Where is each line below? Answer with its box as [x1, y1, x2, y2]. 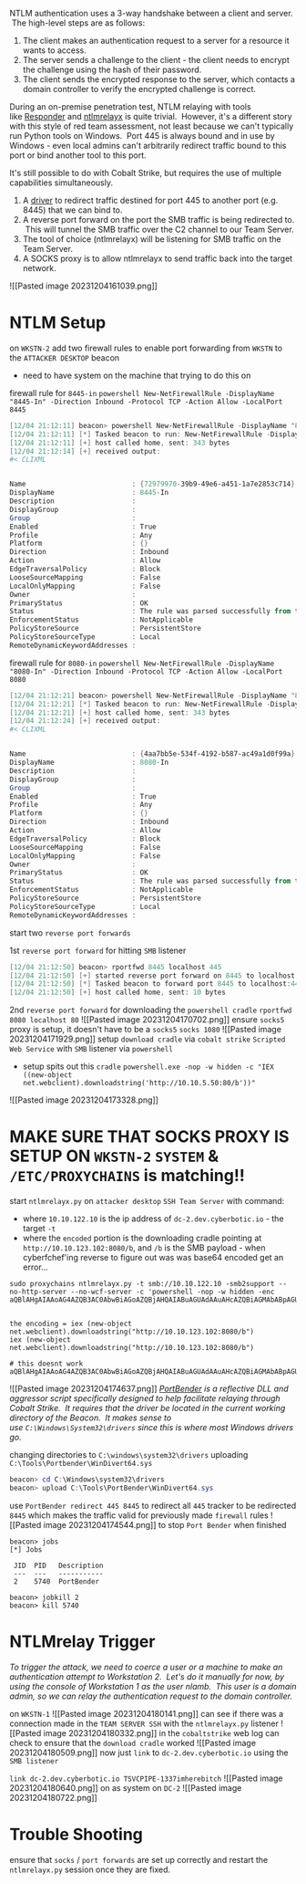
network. [22, 263, 56, 273]
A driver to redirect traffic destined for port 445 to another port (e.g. [22, 195, 279, 205]
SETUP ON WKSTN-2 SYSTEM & [9, 1146, 219, 1167]
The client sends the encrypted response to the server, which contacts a [22, 74, 296, 85]
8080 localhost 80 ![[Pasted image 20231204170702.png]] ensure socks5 [9, 1014, 285, 1025]
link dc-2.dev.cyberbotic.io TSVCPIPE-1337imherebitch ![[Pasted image [9, 1773, 284, 1784]
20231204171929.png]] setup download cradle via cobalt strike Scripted [9, 1033, 286, 1044]
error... [22, 1261, 48, 1272]
